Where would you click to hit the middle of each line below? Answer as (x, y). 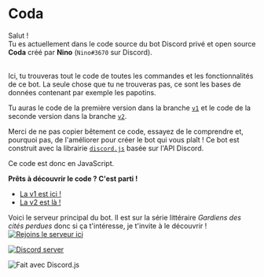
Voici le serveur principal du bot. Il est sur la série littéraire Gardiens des (125, 217)
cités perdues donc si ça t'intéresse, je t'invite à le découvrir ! (108, 226)
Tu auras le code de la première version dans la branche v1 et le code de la (130, 108)
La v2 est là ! (40, 202)
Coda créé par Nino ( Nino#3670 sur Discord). (81, 52)
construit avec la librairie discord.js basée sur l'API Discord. (106, 148)
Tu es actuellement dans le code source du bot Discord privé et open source (132, 43)
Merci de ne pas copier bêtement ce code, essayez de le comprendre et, (126, 131)
